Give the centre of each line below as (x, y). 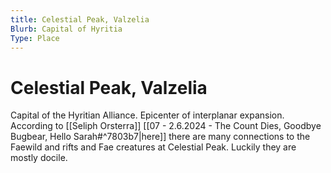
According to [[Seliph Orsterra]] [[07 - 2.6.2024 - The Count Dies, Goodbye (166, 126)
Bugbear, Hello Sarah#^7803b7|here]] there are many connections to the (160, 137)
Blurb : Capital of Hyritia (66, 29)
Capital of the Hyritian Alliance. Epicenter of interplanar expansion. (147, 115)
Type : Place (35, 38)
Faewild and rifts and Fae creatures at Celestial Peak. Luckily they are (153, 147)
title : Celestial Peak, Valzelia (80, 19)
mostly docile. (39, 158)
